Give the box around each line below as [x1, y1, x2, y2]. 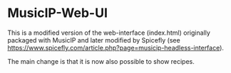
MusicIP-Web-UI [7, 5, 108, 21]
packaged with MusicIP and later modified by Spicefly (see [7, 35, 180, 44]
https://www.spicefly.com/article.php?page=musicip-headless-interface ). [7, 43, 225, 52]
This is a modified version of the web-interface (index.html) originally [7, 28, 210, 37]
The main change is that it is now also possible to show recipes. [7, 57, 195, 65]
